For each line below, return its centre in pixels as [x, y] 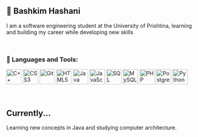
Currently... [29, 113]
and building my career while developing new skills [70, 32]
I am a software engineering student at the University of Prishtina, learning [99, 25]
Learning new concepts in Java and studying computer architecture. [91, 127]
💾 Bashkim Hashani [43, 11]
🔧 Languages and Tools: [42, 59]
